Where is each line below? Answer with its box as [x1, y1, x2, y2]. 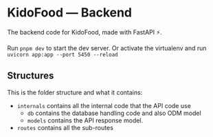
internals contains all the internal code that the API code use [16, 101, 191, 109]
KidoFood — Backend [7, 5, 133, 21]
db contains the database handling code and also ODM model [27, 109, 201, 117]
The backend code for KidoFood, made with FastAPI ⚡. [7, 28, 163, 36]
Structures [7, 70, 54, 82]
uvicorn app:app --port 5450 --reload [7, 51, 118, 58]
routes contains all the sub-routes [16, 123, 113, 131]
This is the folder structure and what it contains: [7, 88, 143, 96]
